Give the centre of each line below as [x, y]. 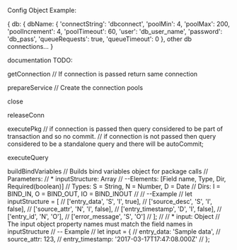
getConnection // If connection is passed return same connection [103, 74]
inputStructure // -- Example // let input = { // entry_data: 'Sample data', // [114, 232]
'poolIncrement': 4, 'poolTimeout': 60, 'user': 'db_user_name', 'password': [115, 32]
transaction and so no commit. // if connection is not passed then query [112, 136]
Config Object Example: [42, 10]
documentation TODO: [40, 60]
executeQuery [28, 158]
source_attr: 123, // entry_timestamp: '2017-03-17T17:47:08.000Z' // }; [109, 239]
